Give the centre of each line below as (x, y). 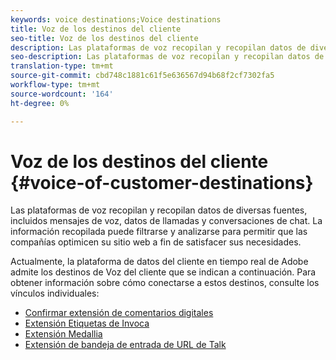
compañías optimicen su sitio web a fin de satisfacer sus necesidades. (156, 242)
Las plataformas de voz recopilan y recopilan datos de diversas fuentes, (159, 210)
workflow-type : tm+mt (55, 85)
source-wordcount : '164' (62, 94)
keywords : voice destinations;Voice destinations (116, 19)
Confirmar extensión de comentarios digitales (119, 313)
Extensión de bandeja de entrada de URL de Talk (125, 345)
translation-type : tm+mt (62, 66)
